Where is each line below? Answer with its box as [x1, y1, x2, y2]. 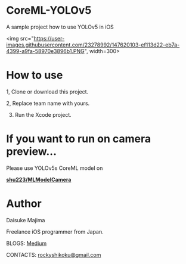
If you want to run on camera [6, 132, 151, 146]
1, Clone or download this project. [6, 88, 89, 95]
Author [6, 197, 42, 210]
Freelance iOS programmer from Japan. [6, 228, 104, 235]
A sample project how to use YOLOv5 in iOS [6, 23, 114, 30]
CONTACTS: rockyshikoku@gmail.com [6, 251, 101, 258]
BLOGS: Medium [6, 240, 47, 247]
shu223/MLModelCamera [6, 176, 72, 183]
